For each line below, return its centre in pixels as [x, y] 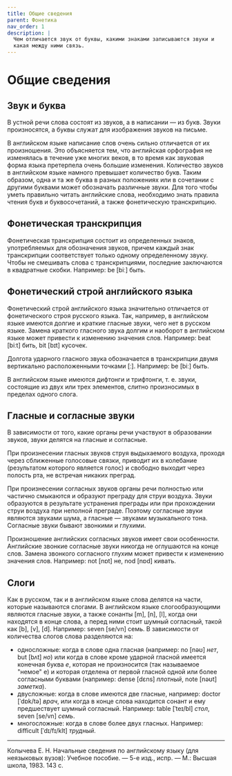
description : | [29, 33]
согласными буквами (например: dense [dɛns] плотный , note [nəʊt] [117, 679]
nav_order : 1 [26, 26]
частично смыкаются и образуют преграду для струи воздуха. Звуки [110, 496]
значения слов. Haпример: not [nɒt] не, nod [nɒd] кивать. [91, 561]
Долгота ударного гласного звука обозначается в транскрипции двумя [113, 358]
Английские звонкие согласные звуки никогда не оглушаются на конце [113, 546]
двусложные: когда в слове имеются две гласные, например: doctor [119, 694]
